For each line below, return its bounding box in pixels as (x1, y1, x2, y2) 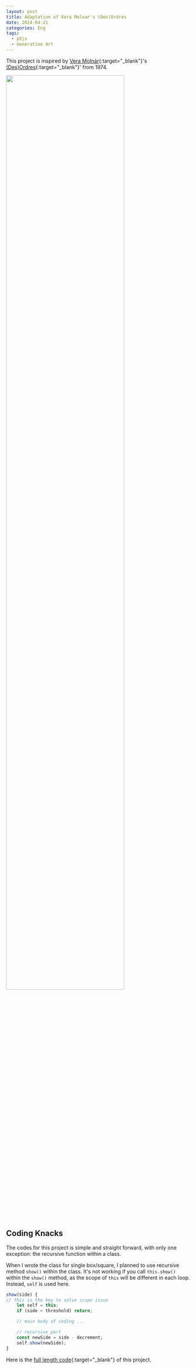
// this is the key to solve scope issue (6, 1297, 109, 1303)
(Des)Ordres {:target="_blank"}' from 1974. (6, 63, 108, 70)
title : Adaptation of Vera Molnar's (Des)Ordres (6, 14, 127, 20)
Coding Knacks (6, 1228, 63, 1238)
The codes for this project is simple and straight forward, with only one (6, 1244, 177, 1251)
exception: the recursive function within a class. (6, 1250, 122, 1257)
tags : (6, 30, 19, 36)
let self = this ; (16, 1302, 59, 1309)
